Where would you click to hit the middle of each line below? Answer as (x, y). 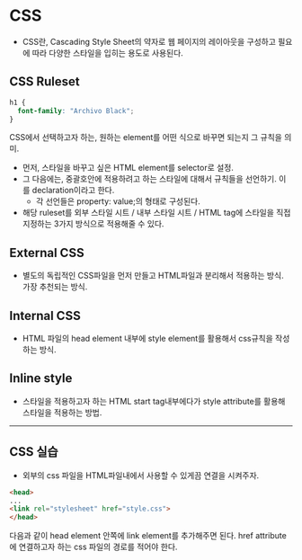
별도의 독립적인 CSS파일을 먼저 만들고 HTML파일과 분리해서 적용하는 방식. (153, 276)
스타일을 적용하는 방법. (62, 412)
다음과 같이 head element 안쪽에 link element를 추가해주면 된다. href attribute (148, 536)
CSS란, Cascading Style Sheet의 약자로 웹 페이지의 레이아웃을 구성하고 (149, 41)
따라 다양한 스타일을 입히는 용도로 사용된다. (108, 53)
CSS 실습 (34, 452)
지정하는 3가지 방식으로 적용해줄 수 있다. (93, 224)
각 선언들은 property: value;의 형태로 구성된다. (118, 201)
